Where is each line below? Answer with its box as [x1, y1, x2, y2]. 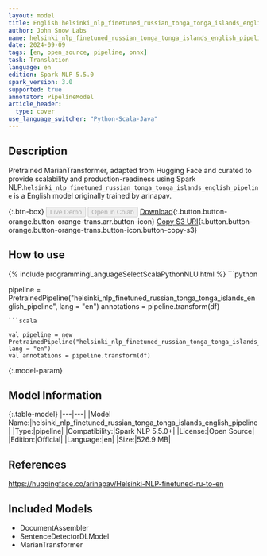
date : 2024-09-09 [8, 41, 66, 49]
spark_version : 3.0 [8, 78, 73, 86]
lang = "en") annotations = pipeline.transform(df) [59, 301, 220, 311]
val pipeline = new [8, 330, 73, 338]
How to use [8, 248, 65, 262]
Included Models [8, 502, 93, 515]
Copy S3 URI [156, 216, 199, 226]
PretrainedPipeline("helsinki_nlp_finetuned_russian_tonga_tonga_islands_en [8, 293, 256, 303]
